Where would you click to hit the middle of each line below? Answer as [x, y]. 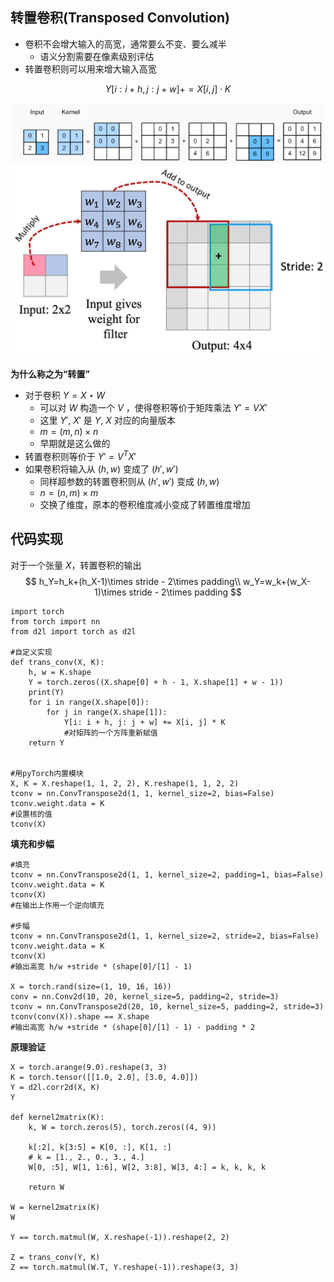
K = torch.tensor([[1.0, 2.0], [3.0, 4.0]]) [104, 1077]
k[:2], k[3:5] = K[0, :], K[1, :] [100, 1147]
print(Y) [46, 692]
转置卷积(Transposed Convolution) [120, 18]
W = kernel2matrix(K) [55, 1207]
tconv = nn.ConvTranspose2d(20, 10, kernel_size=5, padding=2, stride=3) [167, 1006]
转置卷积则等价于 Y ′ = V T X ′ [80, 455]
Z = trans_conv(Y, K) [55, 1257]
